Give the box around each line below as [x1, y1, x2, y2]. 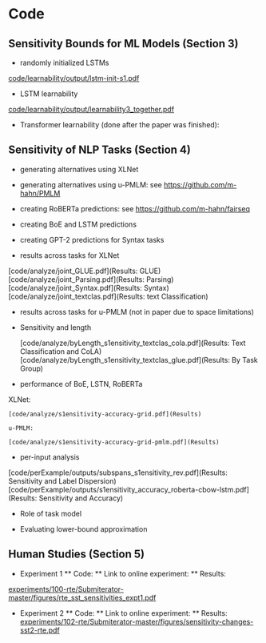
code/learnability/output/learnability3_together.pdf [8, 105, 174, 114]
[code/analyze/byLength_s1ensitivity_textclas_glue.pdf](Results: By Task [19, 355, 258, 364]
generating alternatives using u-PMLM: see [19, 179, 162, 189]
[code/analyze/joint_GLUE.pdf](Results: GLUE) [8, 266, 161, 275]
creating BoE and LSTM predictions [19, 219, 137, 229]
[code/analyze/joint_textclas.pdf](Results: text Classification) [8, 291, 209, 301]
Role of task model [19, 508, 82, 518]
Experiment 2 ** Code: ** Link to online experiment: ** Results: [19, 608, 228, 617]
